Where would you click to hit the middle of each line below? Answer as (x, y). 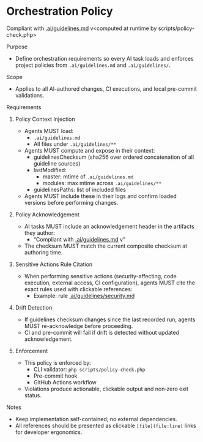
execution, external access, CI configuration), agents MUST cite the (110, 283)
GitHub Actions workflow (65, 382)
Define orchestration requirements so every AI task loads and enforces (104, 58)
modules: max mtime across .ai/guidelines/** (102, 183)
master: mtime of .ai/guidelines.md (88, 177)
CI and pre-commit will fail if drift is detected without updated (102, 332)
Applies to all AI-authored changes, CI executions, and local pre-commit (106, 89)
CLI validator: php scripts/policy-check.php (89, 369)
